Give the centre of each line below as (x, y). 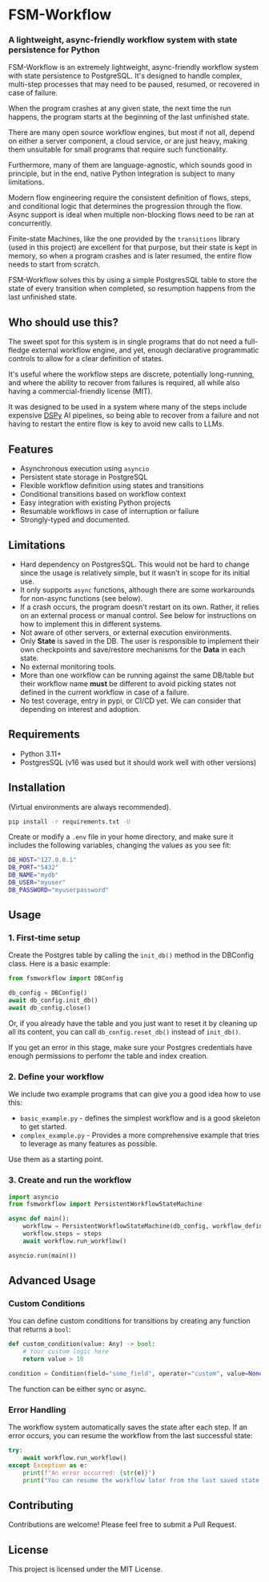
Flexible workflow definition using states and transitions (112, 486)
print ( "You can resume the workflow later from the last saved (130, 1480)
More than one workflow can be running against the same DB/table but (137, 675)
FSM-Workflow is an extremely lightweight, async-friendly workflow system (133, 67)
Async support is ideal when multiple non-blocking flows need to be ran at (131, 215)
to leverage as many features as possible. (88, 1144)
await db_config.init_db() (53, 1001)
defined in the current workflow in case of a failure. (104, 692)
